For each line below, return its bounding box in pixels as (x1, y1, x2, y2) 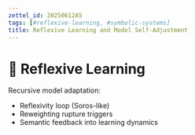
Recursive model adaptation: (8, 86, 101, 95)
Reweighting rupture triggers (19, 109, 113, 119)
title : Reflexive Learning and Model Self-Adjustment (8, 26, 189, 34)
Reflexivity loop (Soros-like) (19, 101, 110, 111)
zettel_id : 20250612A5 (8, 11, 83, 20)
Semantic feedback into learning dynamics (19, 118, 159, 127)
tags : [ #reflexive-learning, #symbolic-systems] (8, 19, 171, 27)
